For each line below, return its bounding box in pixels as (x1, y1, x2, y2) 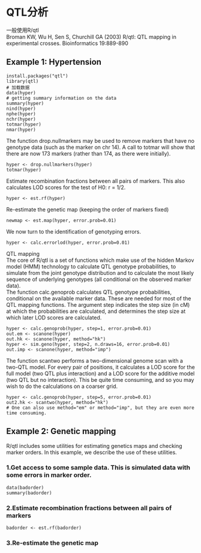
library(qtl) (6, 78, 39, 84)
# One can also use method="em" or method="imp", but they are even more (6, 405, 195, 411)
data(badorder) (6, 485, 44, 491)
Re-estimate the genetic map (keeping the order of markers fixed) (6, 205, 169, 213)
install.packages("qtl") (6, 73, 68, 79)
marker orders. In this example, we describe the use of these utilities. (6, 449, 177, 456)
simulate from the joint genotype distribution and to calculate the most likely (6, 269, 194, 276)
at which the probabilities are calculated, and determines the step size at (6, 307, 186, 315)
